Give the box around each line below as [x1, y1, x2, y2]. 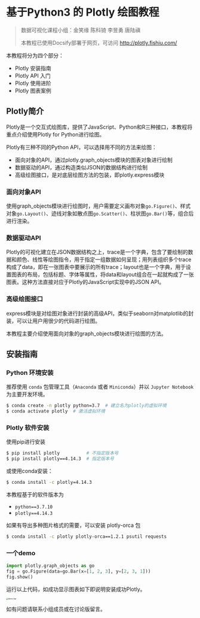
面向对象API [6, 187, 41, 196]
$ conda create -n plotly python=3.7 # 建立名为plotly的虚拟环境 [6, 402, 167, 409]
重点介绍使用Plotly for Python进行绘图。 [6, 131, 105, 138]
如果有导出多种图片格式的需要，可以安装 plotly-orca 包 [6, 522, 141, 529]
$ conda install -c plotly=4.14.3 [6, 480, 93, 486]
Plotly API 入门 [14, 72, 51, 79]
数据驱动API [6, 234, 41, 242]
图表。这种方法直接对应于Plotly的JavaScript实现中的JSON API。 [6, 278, 165, 286]
